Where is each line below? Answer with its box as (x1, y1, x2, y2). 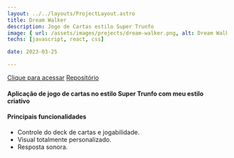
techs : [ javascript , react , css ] (7, 36, 104, 43)
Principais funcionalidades (7, 112, 87, 121)
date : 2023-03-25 (7, 49, 58, 55)
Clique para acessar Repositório (7, 73, 100, 82)
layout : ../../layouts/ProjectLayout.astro (7, 10, 136, 17)
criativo (7, 96, 30, 105)
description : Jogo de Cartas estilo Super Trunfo (7, 23, 155, 30)
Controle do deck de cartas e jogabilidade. (17, 128, 140, 136)
